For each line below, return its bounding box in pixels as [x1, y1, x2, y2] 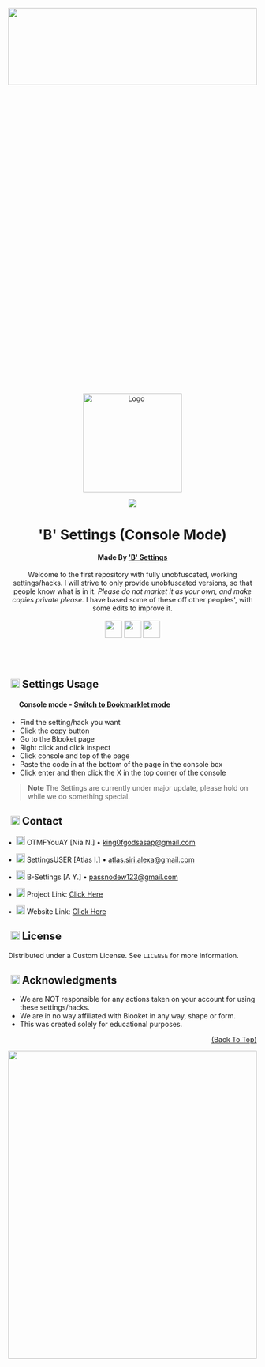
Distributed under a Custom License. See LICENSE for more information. [8, 950, 239, 960]
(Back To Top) [211, 1035, 257, 1044]
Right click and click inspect [19, 742, 111, 752]
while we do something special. [27, 791, 130, 801]
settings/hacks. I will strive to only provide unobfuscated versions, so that [13, 578, 252, 588]
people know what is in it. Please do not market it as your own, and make [13, 587, 252, 596]
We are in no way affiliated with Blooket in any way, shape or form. [19, 1011, 237, 1021]
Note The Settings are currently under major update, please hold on [27, 783, 248, 792]
